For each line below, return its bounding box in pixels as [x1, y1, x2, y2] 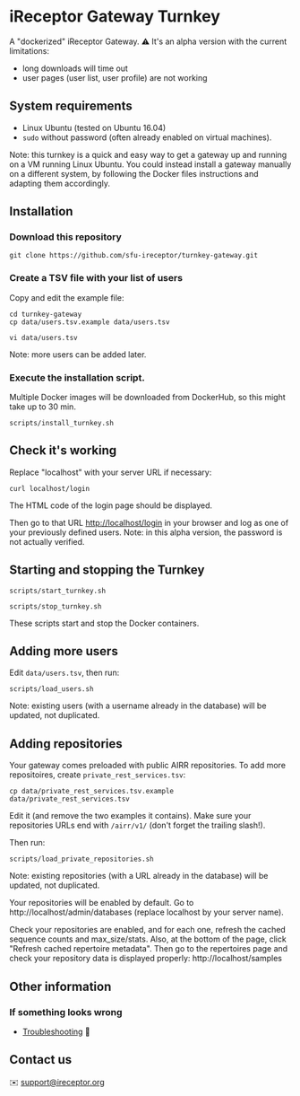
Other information [9, 978, 112, 994]
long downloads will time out [21, 63, 128, 74]
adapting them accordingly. [9, 178, 110, 189]
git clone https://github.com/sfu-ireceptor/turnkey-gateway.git [9, 251, 258, 260]
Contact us [9, 1052, 73, 1067]
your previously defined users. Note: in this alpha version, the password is [9, 527, 283, 538]
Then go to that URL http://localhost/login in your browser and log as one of [9, 517, 289, 528]
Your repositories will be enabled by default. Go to [9, 898, 194, 908]
